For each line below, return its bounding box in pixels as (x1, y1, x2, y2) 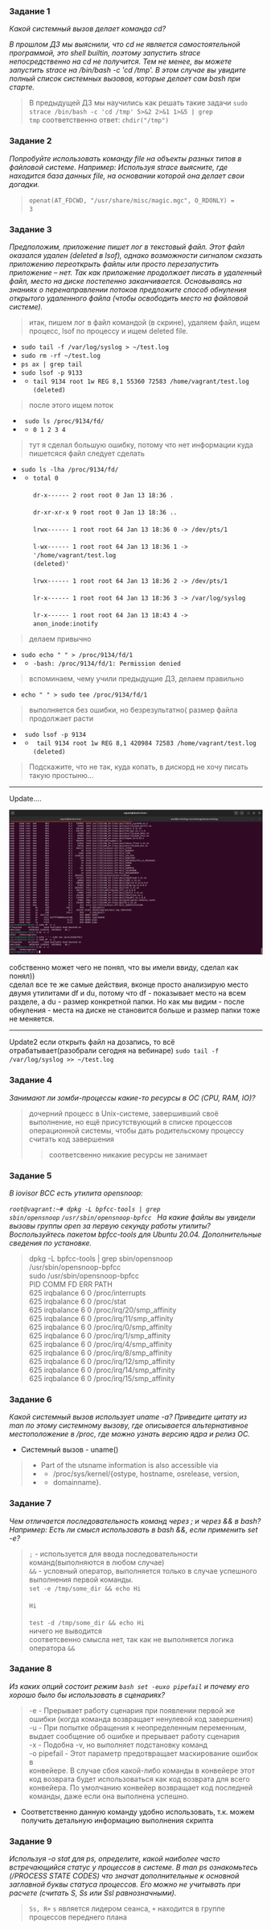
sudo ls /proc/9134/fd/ (24, 417, 105, 425)
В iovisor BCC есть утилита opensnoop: (9, 1188, 143, 1198)
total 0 (32, 474, 59, 482)
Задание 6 (9, 1393, 52, 1404)
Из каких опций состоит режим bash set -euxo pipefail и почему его (9, 1681, 250, 1691)
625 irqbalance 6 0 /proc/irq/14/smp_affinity (28, 1365, 175, 1375)
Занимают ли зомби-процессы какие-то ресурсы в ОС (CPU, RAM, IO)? (9, 1092, 256, 1102)
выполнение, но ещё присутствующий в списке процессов (28, 1117, 232, 1126)
